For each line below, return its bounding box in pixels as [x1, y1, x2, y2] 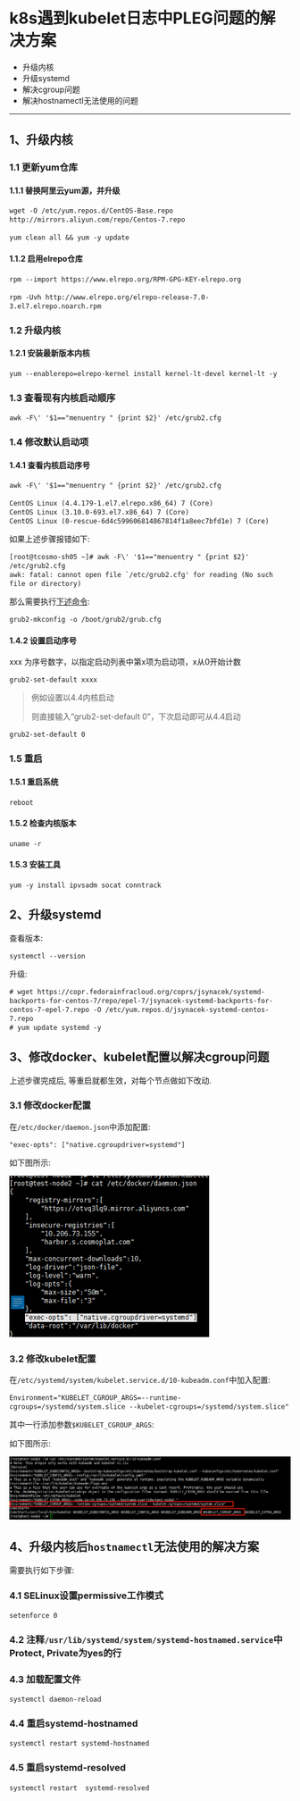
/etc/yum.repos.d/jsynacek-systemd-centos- [104, 1005, 270, 1014]
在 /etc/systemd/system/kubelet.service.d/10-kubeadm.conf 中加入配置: [9, 1375, 271, 1386]
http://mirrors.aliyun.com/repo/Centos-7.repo [9, 215, 186, 224]
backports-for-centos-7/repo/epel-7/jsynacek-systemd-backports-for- [9, 996, 274, 1005]
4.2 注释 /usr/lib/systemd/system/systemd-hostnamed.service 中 [9, 1633, 283, 1646]
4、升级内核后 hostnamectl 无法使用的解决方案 [9, 1539, 260, 1554]
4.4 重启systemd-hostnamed [9, 1717, 138, 1730]
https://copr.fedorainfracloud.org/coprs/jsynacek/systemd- [37, 987, 266, 996]
